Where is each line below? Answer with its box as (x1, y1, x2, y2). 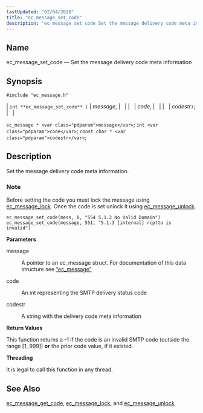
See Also (6, 383, 40, 394)
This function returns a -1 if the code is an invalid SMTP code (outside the (6, 336, 190, 343)
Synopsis (6, 76, 42, 87)
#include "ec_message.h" (6, 92, 69, 98)
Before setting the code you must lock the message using (6, 196, 150, 203)
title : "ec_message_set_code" (6, 15, 83, 21)
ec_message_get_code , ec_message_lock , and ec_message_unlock (6, 399, 175, 406)
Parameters (6, 236, 36, 243)
